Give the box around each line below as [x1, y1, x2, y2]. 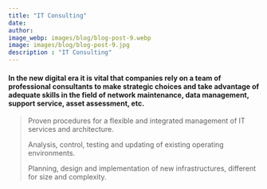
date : [8, 19, 26, 27]
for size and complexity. [27, 172, 107, 182]
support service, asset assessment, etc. [8, 98, 145, 108]
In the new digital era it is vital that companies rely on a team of [8, 73, 222, 83]
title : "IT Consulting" [8, 11, 88, 20]
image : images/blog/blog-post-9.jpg [8, 41, 130, 49]
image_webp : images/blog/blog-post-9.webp [8, 33, 151, 42]
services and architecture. [27, 125, 114, 134]
